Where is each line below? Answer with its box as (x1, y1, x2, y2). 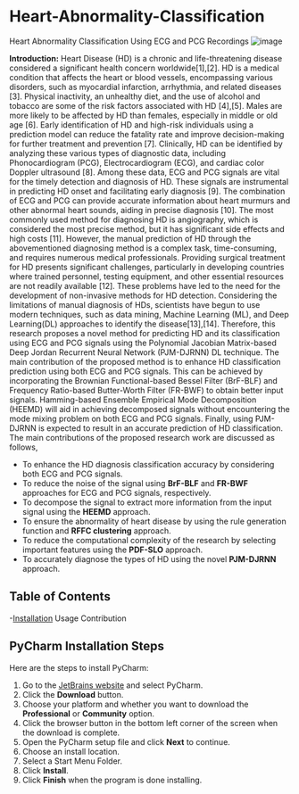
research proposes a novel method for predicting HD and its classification (9, 327, 281, 338)
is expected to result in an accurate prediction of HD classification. (38, 422, 284, 434)
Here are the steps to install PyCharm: (9, 662, 149, 673)
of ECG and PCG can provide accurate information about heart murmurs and (9, 194, 291, 206)
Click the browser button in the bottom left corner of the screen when (21, 717, 278, 728)
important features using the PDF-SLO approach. (21, 544, 203, 555)
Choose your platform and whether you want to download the (21, 699, 249, 709)
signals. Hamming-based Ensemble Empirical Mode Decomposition (9, 394, 257, 405)
